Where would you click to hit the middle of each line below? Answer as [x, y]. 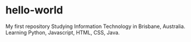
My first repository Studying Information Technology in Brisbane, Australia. [95, 26]
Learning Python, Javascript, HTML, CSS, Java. [63, 32]
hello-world [34, 10]
